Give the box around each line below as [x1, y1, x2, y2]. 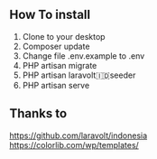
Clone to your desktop [22, 31, 106, 42]
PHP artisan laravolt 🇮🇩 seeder [22, 70, 136, 80]
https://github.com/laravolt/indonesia [9, 130, 148, 141]
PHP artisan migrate [22, 60, 97, 70]
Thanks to [9, 106, 68, 121]
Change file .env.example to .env [22, 50, 145, 61]
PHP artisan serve [22, 79, 90, 90]
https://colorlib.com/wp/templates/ [9, 139, 140, 150]
